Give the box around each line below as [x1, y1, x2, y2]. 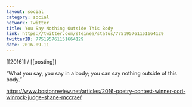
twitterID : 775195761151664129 [6, 36, 84, 42]
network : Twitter [6, 20, 49, 26]
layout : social [6, 8, 44, 15]
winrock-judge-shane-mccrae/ [6, 93, 82, 101]
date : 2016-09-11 [6, 42, 49, 48]
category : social [6, 14, 49, 20]
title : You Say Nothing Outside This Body [6, 25, 113, 32]
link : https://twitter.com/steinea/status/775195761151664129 [6, 31, 164, 37]
